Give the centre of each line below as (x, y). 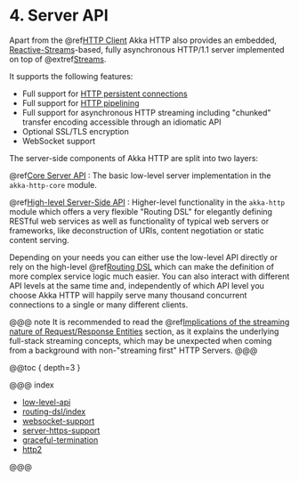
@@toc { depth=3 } (45, 367)
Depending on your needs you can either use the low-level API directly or (144, 257)
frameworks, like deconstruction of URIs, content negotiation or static (137, 230)
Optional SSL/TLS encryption (75, 131)
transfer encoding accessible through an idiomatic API (121, 122)
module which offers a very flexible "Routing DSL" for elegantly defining (141, 211)
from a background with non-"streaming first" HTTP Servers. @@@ (133, 350)
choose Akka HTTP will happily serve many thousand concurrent (128, 295)
